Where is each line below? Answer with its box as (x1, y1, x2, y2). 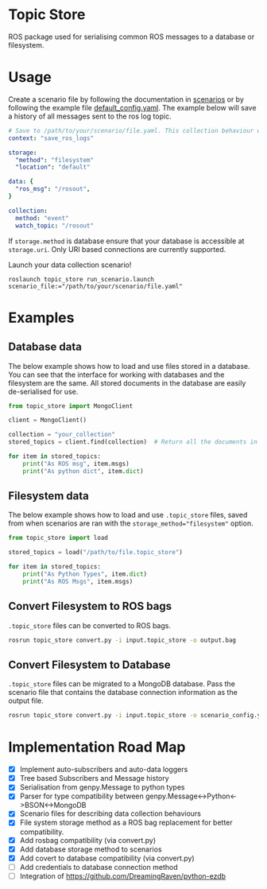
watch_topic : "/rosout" (15, 221, 94, 230)
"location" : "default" (15, 163, 91, 172)
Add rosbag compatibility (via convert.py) (19, 835, 157, 844)
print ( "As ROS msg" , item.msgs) (22, 460, 130, 468)
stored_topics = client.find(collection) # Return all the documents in (8, 438, 258, 446)
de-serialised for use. (8, 386, 79, 396)
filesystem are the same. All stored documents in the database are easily (8, 378, 246, 387)
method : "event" (15, 214, 69, 222)
